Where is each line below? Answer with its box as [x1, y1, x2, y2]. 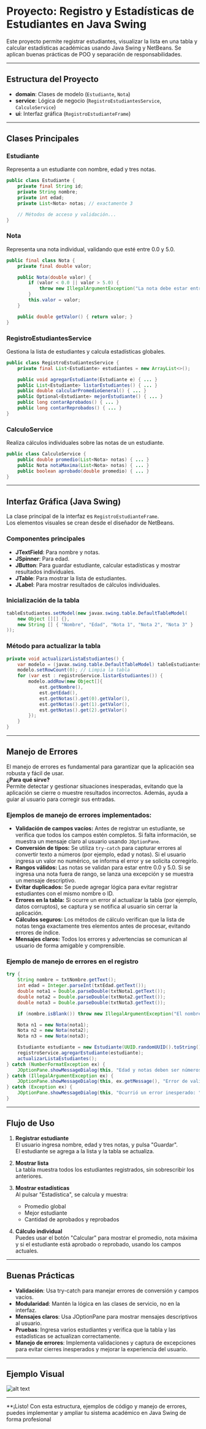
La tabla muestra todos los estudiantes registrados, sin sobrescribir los [15, 1166, 194, 1173]
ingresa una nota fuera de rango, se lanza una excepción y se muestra [15, 870, 194, 877]
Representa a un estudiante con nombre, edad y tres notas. [6, 165, 156, 173]
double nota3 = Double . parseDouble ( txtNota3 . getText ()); [17, 999, 166, 1006]
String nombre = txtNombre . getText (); [17, 977, 116, 983]
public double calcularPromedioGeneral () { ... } [17, 388, 147, 394]
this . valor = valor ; [28, 297, 81, 303]
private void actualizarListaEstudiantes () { [6, 656, 124, 662]
